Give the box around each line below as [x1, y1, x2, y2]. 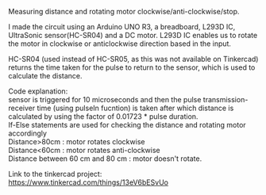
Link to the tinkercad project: [8, 170, 102, 178]
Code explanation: [8, 86, 68, 96]
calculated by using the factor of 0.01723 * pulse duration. [8, 112, 199, 121]
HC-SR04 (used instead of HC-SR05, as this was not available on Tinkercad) [8, 55, 259, 63]
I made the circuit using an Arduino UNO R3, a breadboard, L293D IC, [8, 22, 236, 31]
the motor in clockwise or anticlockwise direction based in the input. [8, 39, 232, 48]
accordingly [8, 128, 48, 138]
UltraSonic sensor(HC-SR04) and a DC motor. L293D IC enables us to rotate [8, 31, 258, 40]
